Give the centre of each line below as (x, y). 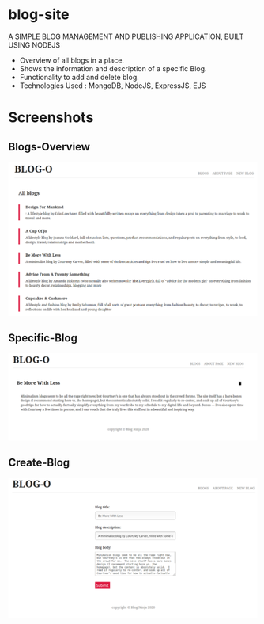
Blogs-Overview (49, 147)
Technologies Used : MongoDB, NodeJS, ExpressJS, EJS (113, 86)
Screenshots (51, 118)
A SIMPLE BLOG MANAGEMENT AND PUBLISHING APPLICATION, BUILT (126, 36)
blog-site (39, 15)
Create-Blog (39, 463)
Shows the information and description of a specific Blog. (113, 68)
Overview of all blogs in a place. (72, 60)
